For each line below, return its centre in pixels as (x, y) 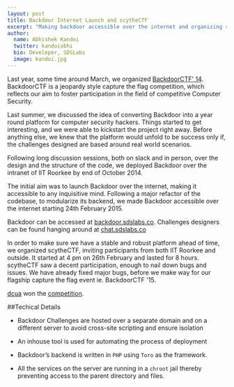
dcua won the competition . (46, 293)
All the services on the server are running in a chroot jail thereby (109, 368)
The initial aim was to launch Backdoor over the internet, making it (102, 186)
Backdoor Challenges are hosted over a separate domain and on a (112, 320)
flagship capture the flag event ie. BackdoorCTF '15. (82, 280)
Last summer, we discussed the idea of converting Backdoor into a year (110, 114)
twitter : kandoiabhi (43, 46)
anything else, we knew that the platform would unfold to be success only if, (116, 137)
